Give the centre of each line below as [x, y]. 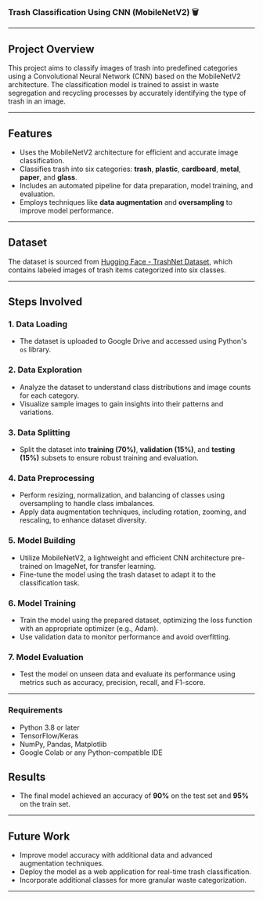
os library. [35, 350]
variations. [36, 412]
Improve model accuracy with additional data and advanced [116, 855]
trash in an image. [37, 101]
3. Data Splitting [39, 432]
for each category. [49, 395]
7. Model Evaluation [46, 657]
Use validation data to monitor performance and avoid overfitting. [125, 636]
